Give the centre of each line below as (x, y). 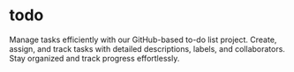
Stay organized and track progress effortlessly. (94, 58)
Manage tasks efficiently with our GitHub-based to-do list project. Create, (143, 40)
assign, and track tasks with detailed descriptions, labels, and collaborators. (147, 48)
